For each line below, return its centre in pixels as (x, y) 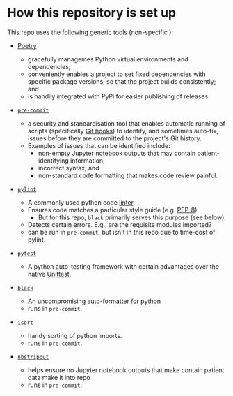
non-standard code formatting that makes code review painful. (128, 175)
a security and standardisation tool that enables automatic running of (127, 123)
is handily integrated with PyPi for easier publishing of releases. (119, 96)
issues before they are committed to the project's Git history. (114, 138)
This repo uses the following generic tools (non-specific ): (90, 32)
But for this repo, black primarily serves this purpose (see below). (132, 217)
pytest (27, 254)
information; (88, 160)
